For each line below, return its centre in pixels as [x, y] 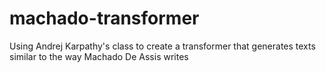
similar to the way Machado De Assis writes [99, 56]
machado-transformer [104, 18]
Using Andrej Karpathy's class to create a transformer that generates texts [162, 46]
